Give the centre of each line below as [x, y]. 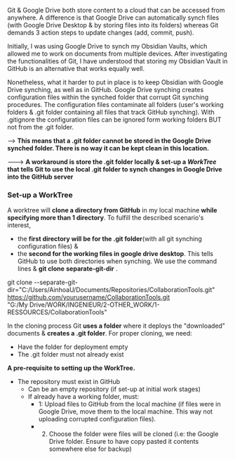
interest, [19, 225]
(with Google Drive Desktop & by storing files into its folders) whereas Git [113, 25]
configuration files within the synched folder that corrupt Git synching [108, 97]
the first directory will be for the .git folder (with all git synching [109, 239]
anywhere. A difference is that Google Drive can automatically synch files [113, 18]
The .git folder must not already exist [70, 354]
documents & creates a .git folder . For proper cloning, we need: [100, 333]
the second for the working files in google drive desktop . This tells [115, 254]
